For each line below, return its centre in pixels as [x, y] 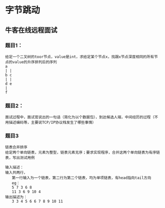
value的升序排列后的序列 [34, 62]
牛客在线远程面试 [31, 30]
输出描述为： [16, 197]
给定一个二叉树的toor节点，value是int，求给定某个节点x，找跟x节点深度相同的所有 [80, 57]
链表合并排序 [16, 147]
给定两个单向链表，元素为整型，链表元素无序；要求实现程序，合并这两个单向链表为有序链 [82, 153]
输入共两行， [16, 173]
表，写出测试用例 [20, 158]
